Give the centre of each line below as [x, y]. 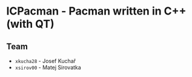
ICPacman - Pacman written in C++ [96, 11]
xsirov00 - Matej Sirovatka [48, 67]
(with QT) [30, 24]
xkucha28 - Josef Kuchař [45, 61]
